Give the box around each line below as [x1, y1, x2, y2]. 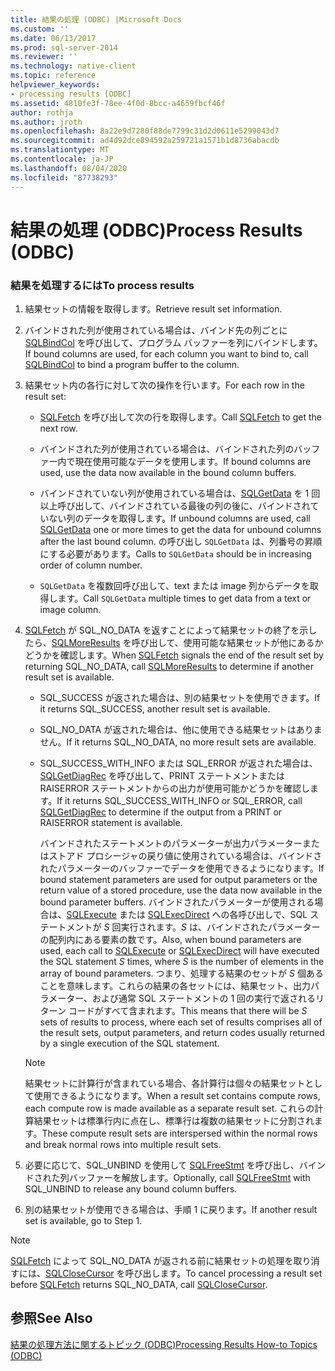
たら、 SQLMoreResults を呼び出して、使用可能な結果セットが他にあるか [24, 636, 324, 648]
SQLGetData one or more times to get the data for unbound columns [39, 523, 322, 535]
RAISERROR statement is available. [39, 816, 183, 828]
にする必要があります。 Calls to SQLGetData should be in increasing [39, 547, 312, 560]
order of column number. [39, 559, 143, 571]
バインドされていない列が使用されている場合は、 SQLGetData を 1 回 [39, 487, 321, 499]
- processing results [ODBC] [10, 89, 132, 99]
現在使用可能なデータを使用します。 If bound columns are [74, 455, 312, 467]
